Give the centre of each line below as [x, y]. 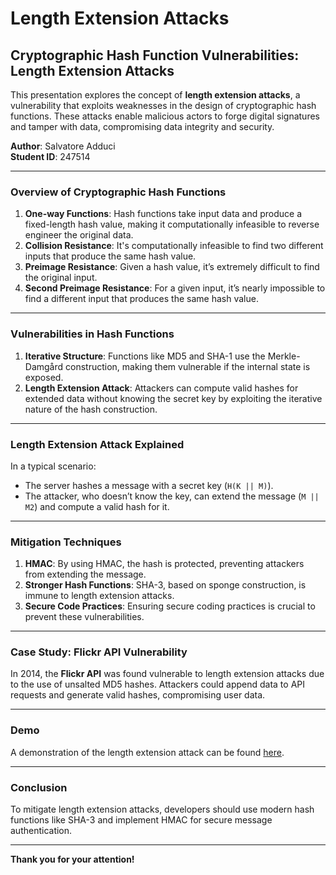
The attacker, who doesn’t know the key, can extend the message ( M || [172, 496]
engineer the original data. [79, 235]
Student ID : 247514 [50, 156]
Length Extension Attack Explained [97, 444]
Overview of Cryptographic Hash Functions [118, 192]
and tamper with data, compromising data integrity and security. [142, 126]
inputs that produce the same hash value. [110, 256]
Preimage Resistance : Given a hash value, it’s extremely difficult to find [172, 267]
